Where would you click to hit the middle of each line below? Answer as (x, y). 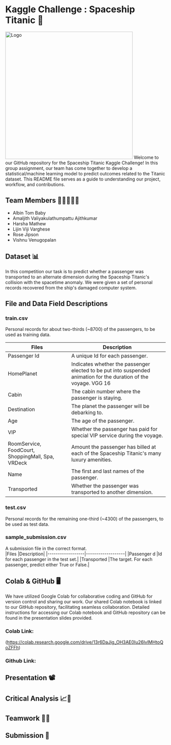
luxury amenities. (92, 460)
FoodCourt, (21, 450)
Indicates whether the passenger (110, 364)
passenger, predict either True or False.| (47, 564)
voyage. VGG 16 (91, 383)
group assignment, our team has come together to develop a (69, 168)
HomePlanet (22, 374)
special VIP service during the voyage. (117, 435)
